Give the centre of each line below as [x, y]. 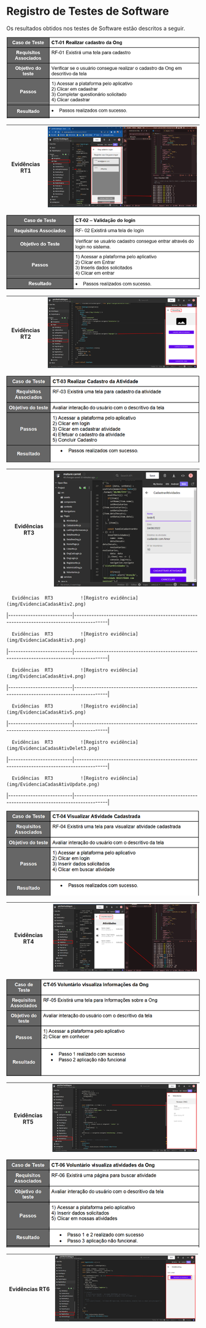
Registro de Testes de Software [88, 11]
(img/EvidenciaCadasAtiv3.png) [46, 640]
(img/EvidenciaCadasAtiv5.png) [46, 712]
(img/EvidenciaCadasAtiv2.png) [46, 604]
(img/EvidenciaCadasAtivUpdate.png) [53, 784]
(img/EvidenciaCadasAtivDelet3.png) [53, 748]
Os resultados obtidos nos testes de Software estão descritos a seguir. [96, 28]
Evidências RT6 [29, 1289]
